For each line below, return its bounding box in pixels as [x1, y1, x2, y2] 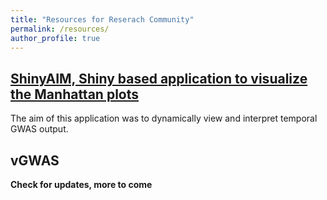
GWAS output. [10, 123, 69, 135]
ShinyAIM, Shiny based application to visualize [10, 70, 308, 87]
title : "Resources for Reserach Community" [10, 14, 195, 25]
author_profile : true [10, 33, 101, 43]
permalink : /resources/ [10, 24, 110, 34]
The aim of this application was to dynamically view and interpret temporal [10, 112, 318, 125]
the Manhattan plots [10, 86, 139, 103]
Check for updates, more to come [10, 179, 153, 190]
